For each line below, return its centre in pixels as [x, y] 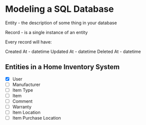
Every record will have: [29, 42]
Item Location [26, 113]
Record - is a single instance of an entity [46, 32]
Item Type [23, 90]
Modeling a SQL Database [60, 9]
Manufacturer [26, 84]
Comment [22, 101]
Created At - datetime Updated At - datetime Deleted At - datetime [73, 51]
